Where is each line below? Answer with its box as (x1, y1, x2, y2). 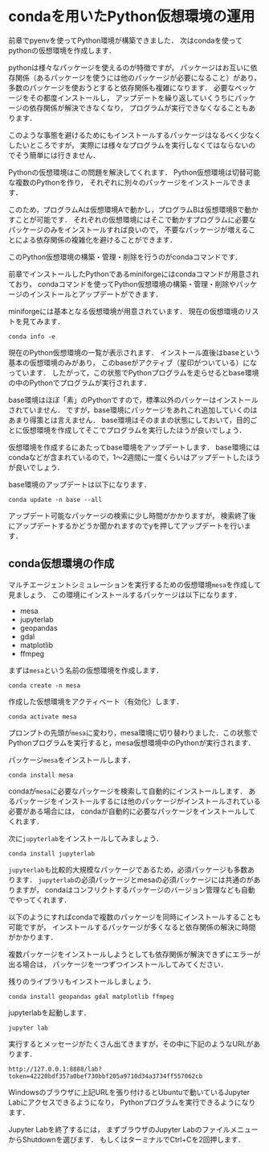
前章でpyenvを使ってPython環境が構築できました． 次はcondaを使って (8, 35, 243, 45)
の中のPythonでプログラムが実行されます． (8, 378, 151, 387)
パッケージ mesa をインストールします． (8, 755, 135, 765)
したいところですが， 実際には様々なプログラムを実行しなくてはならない (8, 140, 249, 150)
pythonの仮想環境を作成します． (8, 45, 116, 55)
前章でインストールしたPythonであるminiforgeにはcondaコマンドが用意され (8, 269, 259, 279)
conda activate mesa (8, 712, 78, 721)
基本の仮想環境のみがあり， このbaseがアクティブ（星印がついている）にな (8, 358, 258, 367)
